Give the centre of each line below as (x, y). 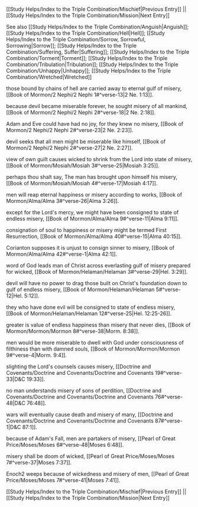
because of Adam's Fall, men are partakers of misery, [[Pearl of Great (91, 439)
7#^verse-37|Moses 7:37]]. (39, 462)
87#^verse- (169, 421)
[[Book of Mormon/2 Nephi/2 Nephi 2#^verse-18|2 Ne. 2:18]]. (81, 112)
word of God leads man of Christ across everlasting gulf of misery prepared (98, 265)
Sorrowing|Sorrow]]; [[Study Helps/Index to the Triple (72, 45)
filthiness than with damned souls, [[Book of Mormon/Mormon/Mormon (93, 349)
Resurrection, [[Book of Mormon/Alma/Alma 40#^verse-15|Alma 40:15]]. (94, 236)
